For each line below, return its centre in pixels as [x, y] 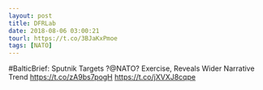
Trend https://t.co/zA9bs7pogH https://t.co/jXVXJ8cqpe [102, 77]
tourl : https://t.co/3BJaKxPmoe [63, 38]
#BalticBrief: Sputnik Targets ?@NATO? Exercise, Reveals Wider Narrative [131, 68]
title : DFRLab [32, 23]
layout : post [30, 16]
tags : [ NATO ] [30, 46]
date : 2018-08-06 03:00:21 [54, 31]
